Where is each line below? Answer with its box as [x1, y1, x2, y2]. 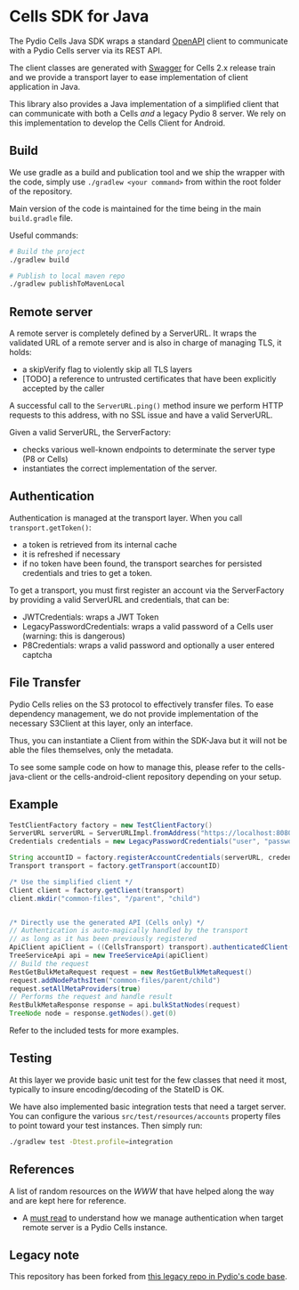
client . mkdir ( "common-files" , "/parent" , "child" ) [9, 894, 201, 903]
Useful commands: [9, 230, 78, 240]
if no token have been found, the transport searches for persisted [21, 558, 263, 569]
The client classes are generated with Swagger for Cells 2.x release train [9, 62, 276, 73]
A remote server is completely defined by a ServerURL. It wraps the [9, 328, 257, 339]
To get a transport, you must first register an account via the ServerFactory [9, 585, 285, 596]
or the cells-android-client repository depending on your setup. [49, 771, 282, 782]
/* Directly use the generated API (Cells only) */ [9, 918, 205, 927]
